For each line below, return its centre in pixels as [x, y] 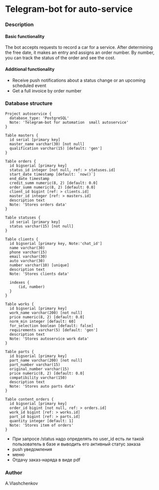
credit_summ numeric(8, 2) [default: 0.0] [54, 183]
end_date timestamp [30, 178]
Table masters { [22, 135]
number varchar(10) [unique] [39, 265]
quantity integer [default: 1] [42, 421]
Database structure [29, 103]
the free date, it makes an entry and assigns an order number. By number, [80, 52]
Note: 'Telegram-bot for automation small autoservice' [69, 122]
